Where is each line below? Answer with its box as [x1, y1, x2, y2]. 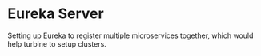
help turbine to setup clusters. [7, 39, 107, 48]
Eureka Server [7, 5, 105, 23]
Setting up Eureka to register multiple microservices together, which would [7, 31, 254, 40]
